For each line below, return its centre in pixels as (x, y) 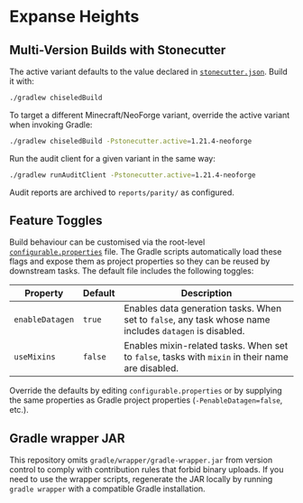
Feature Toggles (56, 221)
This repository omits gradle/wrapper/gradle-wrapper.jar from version (141, 460)
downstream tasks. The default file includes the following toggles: (132, 271)
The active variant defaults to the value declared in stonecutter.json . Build (149, 71)
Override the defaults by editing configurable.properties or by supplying (146, 391)
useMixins (35, 357)
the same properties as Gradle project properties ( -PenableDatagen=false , (146, 400)
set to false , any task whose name (197, 320)
